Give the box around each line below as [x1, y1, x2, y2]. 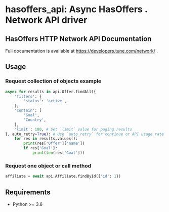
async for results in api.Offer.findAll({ [5, 89, 96, 94]
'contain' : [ [14, 108, 42, 113]
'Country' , [23, 117, 47, 122]
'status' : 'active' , [23, 99, 67, 104]
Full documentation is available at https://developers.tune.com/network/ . [5, 48, 158, 54]
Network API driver [5, 14, 88, 26]
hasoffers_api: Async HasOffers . [5, 4, 148, 15]
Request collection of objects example [5, 77, 102, 84]
